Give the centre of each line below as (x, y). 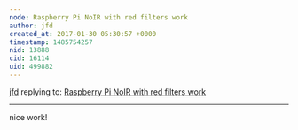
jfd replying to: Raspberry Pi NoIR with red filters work (108, 92)
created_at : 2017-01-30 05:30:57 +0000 (83, 34)
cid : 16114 (29, 58)
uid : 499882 (31, 67)
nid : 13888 (29, 50)
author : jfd (31, 26)
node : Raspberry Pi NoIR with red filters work (99, 17)
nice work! (28, 117)
